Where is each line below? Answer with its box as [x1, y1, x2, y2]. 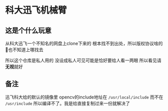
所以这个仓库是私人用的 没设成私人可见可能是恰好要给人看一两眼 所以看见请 [5, 57, 161, 63]
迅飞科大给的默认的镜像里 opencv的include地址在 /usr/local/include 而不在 [5, 94, 163, 100]
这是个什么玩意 [5, 26, 52, 35]
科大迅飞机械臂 [5, 5, 67, 16]
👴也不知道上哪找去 [5, 47, 44, 53]
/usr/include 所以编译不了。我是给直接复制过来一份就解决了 [5, 100, 130, 106]
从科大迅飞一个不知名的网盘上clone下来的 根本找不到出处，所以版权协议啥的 [5, 41, 163, 46]
